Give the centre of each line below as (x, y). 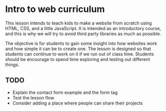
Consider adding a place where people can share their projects (77, 103)
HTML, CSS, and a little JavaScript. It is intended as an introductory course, (83, 28)
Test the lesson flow (33, 97)
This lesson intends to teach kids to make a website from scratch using (78, 23)
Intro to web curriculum (55, 9)
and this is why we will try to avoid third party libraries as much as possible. (83, 33)
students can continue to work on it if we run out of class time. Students (79, 54)
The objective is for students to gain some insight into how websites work (81, 43)
